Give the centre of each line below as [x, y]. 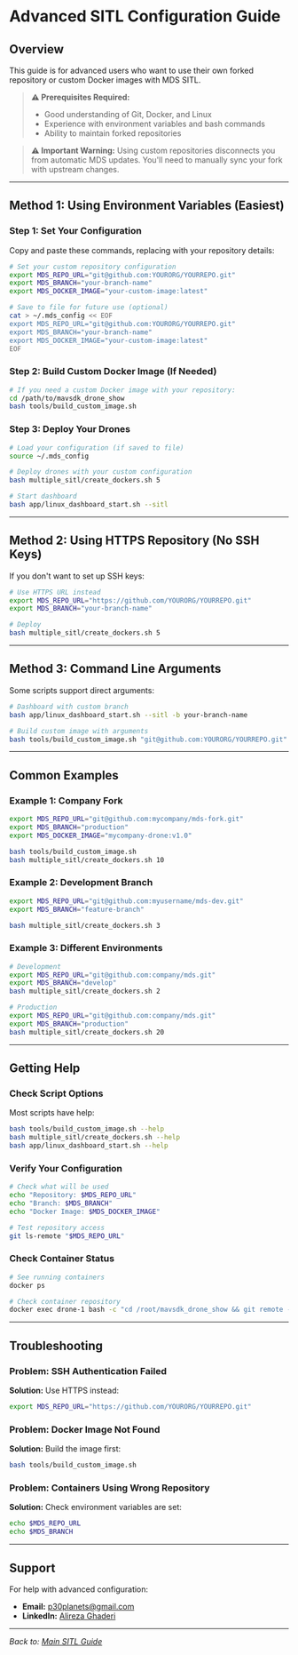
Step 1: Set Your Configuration [75, 231]
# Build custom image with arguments [79, 731]
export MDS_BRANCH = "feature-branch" [77, 909]
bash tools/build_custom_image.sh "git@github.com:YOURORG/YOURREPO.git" [149, 740]
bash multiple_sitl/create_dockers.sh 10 [87, 859]
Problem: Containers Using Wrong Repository [110, 1488]
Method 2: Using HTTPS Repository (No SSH [134, 541]
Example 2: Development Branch [81, 883]
